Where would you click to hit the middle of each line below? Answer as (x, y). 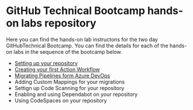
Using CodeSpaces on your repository (61, 100)
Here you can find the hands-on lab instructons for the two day (82, 39)
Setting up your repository (46, 63)
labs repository (59, 23)
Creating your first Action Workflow (57, 69)
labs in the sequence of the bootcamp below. (68, 51)
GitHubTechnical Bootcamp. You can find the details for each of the (87, 46)
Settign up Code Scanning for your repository (69, 88)
